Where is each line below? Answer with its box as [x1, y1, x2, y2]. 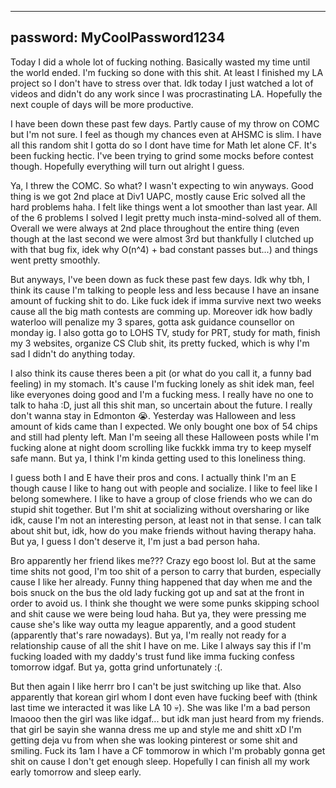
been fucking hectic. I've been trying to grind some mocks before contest [10, 149, 314, 161]
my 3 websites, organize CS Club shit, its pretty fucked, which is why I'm [10, 337, 310, 349]
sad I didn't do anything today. [10, 347, 136, 360]
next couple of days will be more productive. [10, 98, 194, 110]
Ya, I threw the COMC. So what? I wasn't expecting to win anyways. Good [10, 179, 314, 191]
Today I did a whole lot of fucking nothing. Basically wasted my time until [10, 56, 311, 68]
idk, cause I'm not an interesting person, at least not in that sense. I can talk [10, 514, 322, 526]
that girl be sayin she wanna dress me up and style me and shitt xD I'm [10, 723, 302, 735]
